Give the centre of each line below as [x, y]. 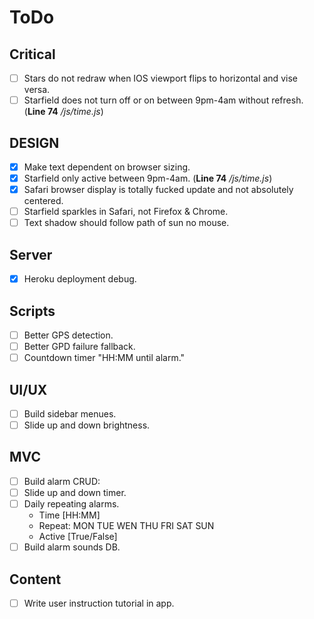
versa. [37, 90]
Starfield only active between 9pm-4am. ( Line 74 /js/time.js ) [148, 178]
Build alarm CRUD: [62, 481]
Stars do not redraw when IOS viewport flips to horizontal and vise [160, 78]
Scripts [32, 311]
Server [31, 254]
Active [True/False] [78, 537]
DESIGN [34, 142]
